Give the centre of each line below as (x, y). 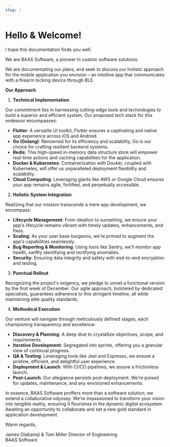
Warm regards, (21, 425)
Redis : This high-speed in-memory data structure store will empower (85, 152)
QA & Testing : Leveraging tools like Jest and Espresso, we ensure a (83, 356)
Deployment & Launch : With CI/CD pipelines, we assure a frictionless (86, 367)
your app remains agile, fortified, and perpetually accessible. (76, 185)
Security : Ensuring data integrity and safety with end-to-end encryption (88, 258)
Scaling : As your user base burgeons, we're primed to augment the (83, 236)
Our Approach (21, 90)
